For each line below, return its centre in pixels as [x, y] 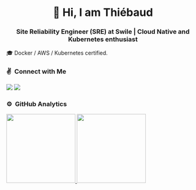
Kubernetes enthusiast [103, 39]
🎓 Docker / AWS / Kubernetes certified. [57, 53]
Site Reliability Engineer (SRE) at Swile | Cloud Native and [103, 32]
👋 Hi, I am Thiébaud [103, 13]
